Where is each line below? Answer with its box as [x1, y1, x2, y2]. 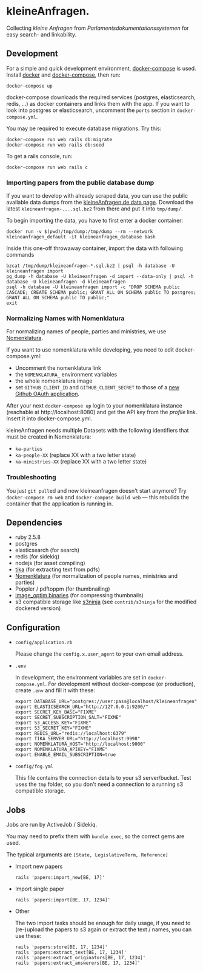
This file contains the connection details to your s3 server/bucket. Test [15, 774, 191, 782]
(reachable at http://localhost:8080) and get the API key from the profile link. [6, 409, 198, 416]
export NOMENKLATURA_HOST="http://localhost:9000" [15, 741, 146, 748]
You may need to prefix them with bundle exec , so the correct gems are [6, 833, 185, 840]
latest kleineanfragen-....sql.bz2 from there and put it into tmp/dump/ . [6, 205, 183, 212]
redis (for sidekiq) [15, 553, 60, 560]
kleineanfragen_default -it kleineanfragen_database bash [6, 234, 156, 240]
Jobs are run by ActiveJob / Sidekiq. [6, 821, 98, 828]
